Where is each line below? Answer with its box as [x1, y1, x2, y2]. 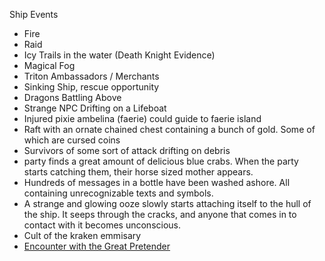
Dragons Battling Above [23, 92, 122, 103]
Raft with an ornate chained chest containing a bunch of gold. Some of [23, 124, 316, 135]
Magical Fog [23, 60, 76, 71]
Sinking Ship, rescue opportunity [23, 81, 160, 93]
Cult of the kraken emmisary [23, 230, 142, 241]
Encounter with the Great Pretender [23, 240, 171, 252]
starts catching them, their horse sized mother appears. [23, 166, 254, 178]
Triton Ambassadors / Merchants [23, 70, 160, 82]
